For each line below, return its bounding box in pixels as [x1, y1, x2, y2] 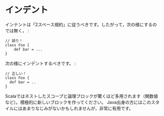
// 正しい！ [5, 71, 27, 76]
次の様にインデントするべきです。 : [5, 60, 76, 66]
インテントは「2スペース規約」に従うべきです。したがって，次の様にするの [5, 22, 157, 27]
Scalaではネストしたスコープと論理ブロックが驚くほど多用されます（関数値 [5, 93, 158, 99]
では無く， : [5, 27, 29, 33]
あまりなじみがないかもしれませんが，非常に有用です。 [22, 105, 134, 111]
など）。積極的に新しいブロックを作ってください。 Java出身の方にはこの [5, 99, 151, 105]
